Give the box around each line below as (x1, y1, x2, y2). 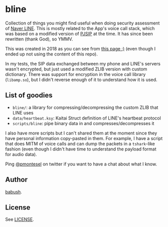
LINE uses (12, 109, 34, 115)
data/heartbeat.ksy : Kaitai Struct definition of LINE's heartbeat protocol (12, 115, 161, 121)
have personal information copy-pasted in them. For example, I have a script (5, 135, 163, 141)
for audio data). (5, 151, 37, 157)
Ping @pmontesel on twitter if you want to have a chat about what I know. (5, 161, 157, 167)
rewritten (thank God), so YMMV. (5, 36, 73, 42)
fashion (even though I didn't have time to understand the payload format (5, 146, 156, 152)
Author (5, 175, 28, 184)
